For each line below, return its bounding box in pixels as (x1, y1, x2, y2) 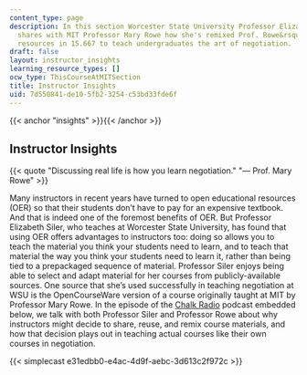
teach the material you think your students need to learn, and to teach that (9, 241, 290, 252)
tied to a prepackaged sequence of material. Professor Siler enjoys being (9, 261, 285, 272)
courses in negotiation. (9, 339, 96, 349)
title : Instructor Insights (9, 81, 117, 90)
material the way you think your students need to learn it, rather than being (9, 251, 291, 262)
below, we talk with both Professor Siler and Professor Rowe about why (9, 309, 279, 320)
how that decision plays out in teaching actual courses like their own (9, 328, 267, 339)
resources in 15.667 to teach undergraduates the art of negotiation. (17, 38, 292, 48)
